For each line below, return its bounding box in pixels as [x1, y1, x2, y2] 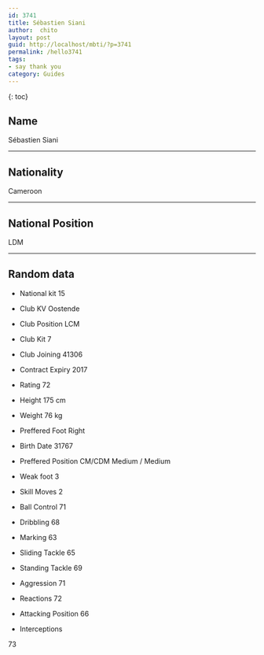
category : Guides [8, 70, 65, 78]
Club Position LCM [19, 319, 80, 328]
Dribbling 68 [19, 517, 60, 527]
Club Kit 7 [19, 334, 52, 343]
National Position [8, 216, 94, 230]
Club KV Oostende [19, 304, 80, 313]
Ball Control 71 [19, 501, 67, 512]
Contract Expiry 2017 [19, 365, 88, 374]
